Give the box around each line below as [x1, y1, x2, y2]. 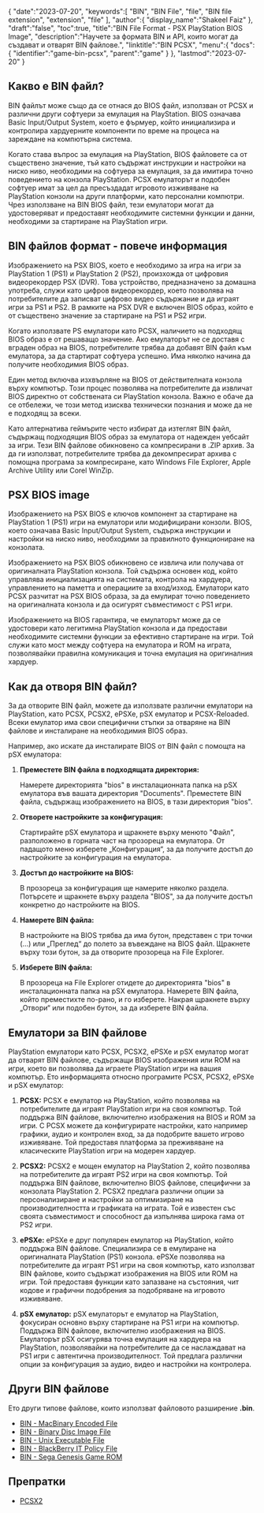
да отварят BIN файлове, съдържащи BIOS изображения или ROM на [8, 1055, 240, 1065]
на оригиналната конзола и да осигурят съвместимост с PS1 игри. [8, 600, 233, 610]
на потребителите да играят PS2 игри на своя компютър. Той [19, 1170, 228, 1179]
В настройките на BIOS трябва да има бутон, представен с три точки [19, 931, 253, 940]
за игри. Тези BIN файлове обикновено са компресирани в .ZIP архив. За [8, 440, 255, 450]
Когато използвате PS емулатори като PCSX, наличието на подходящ [8, 326, 243, 335]
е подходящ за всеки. [8, 408, 81, 417]
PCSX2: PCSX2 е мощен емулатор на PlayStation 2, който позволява [19, 1161, 251, 1171]
